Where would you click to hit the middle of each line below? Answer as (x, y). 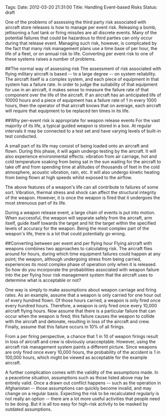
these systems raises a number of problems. (51, 59)
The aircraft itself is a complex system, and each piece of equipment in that (82, 79)
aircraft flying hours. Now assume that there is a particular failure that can (81, 311)
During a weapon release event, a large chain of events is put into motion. (80, 212)
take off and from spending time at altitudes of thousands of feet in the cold (83, 167)
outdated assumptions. (28, 409)
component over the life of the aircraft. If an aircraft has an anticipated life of (83, 95)
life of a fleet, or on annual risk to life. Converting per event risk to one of (79, 54)
